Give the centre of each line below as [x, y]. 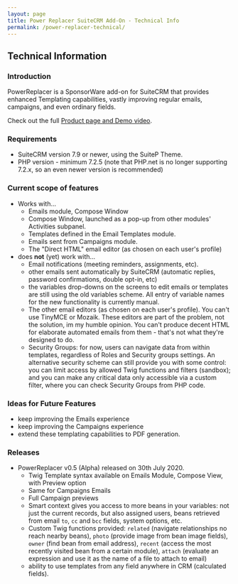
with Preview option [57, 483]
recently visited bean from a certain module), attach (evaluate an [123, 551]
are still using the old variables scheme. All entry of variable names [126, 294]
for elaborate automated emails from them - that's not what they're [126, 332]
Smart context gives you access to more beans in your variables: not [129, 506]
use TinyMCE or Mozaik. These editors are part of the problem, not [126, 317]
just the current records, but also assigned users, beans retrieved [124, 514]
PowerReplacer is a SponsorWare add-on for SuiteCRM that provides [108, 92]
